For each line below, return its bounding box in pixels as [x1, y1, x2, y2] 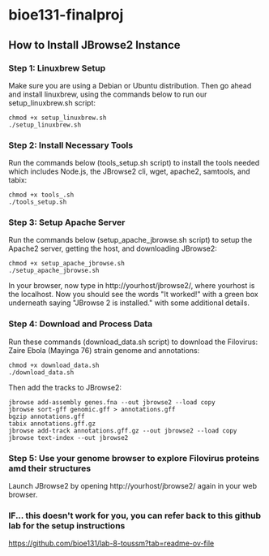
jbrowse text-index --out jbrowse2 [8, 433, 129, 442]
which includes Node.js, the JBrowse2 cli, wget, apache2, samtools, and [8, 166, 250, 176]
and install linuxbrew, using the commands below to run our [8, 89, 207, 99]
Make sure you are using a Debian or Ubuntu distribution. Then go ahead [8, 80, 252, 90]
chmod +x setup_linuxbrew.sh [8, 114, 107, 122]
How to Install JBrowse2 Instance [8, 38, 181, 52]
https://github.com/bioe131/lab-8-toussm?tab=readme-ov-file [8, 538, 215, 549]
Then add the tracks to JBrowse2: [8, 382, 122, 392]
